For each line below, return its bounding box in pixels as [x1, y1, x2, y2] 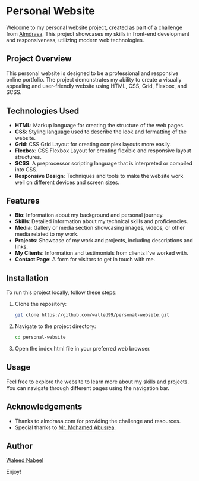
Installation [6, 273, 49, 283]
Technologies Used [6, 106, 79, 116]
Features [6, 195, 40, 206]
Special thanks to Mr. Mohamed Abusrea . [14, 424, 116, 431]
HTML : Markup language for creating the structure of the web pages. [14, 121, 185, 129]
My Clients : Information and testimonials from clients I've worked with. [14, 249, 188, 257]
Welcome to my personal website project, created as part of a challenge [6, 24, 183, 31]
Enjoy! [6, 468, 22, 476]
